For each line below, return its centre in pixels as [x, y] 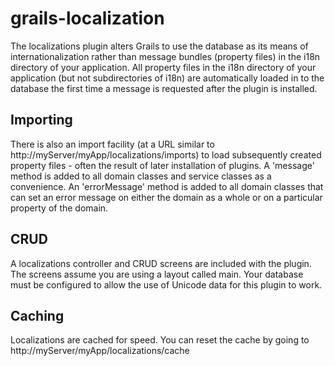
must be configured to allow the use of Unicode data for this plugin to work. [166, 284]
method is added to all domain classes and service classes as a [141, 176]
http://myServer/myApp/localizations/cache [100, 351]
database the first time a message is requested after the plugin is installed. [164, 88]
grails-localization [87, 18]
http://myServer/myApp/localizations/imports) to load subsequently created [166, 154]
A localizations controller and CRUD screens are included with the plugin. [161, 263]
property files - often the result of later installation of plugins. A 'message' [162, 165]
